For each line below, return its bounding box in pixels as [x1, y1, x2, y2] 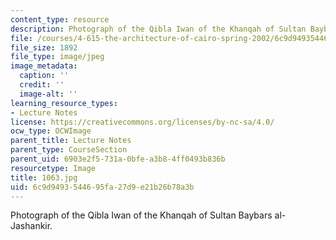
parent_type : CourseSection [10, 145, 128, 155]
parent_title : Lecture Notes [10, 136, 132, 146]
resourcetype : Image [10, 163, 97, 173]
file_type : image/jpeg [10, 52, 105, 62]
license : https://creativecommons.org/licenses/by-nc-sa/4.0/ [10, 117, 275, 127]
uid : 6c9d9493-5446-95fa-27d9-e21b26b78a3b [10, 182, 195, 192]
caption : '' [19, 71, 70, 81]
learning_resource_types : [10, 98, 118, 108]
